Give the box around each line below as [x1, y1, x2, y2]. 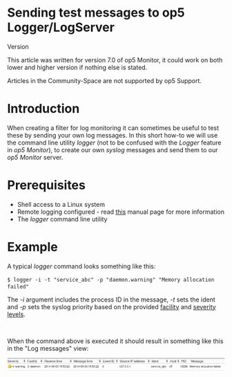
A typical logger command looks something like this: [7, 261, 156, 270]
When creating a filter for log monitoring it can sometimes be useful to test [7, 123, 220, 132]
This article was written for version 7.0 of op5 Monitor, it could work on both [7, 55, 223, 64]
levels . [7, 310, 26, 318]
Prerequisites [7, 178, 86, 193]
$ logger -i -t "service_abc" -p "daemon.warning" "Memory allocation [7, 276, 215, 283]
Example [7, 239, 58, 255]
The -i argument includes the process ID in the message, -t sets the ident [7, 295, 215, 304]
